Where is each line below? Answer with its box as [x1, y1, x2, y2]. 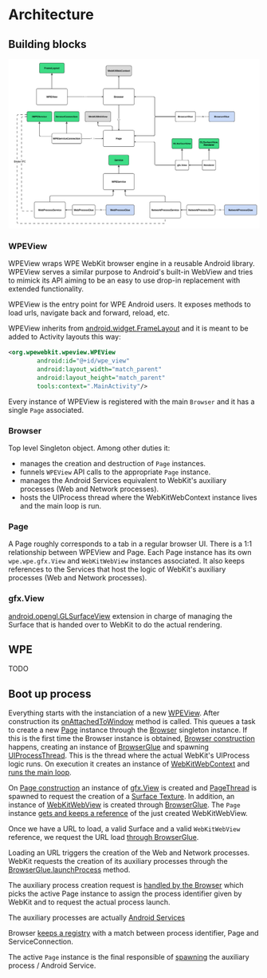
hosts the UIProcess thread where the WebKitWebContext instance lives [19, 493, 257, 502]
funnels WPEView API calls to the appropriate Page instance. [19, 467, 211, 477]
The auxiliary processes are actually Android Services [8, 913, 186, 923]
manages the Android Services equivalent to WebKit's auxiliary [19, 476, 227, 485]
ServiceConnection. [8, 936, 74, 947]
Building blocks [8, 38, 87, 51]
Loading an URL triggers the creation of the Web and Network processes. [8, 848, 250, 857]
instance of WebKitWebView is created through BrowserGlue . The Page [8, 800, 241, 810]
